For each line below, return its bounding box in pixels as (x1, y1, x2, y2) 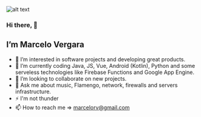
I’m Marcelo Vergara (6, 39, 85, 50)
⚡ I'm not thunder (15, 95, 59, 102)
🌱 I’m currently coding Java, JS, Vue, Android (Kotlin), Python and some (15, 62, 196, 69)
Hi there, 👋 (6, 21, 38, 29)
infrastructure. (15, 88, 52, 95)
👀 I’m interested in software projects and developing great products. (15, 55, 186, 63)
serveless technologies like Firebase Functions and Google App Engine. (15, 69, 194, 76)
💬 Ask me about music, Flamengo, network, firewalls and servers (15, 81, 178, 89)
